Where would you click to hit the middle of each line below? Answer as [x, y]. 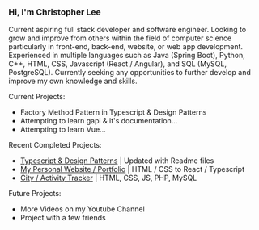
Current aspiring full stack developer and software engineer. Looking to [127, 30]
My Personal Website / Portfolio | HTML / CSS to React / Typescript [132, 169]
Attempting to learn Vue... [63, 130]
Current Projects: [37, 97]
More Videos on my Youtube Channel [83, 209]
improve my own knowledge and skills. [73, 81]
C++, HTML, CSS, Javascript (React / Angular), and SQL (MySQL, [117, 64]
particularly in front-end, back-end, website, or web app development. [126, 47]
